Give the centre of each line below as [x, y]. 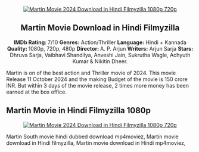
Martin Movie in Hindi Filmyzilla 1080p [78, 111]
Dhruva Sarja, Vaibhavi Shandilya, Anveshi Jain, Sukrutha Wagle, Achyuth [100, 55]
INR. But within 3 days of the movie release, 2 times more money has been [98, 85]
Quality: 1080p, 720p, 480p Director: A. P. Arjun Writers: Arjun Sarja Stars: [100, 48]
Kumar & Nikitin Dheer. [100, 61]
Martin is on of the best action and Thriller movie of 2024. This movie [91, 73]
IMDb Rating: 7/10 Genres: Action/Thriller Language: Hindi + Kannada [100, 42]
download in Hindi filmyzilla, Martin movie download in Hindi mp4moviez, [96, 142]
